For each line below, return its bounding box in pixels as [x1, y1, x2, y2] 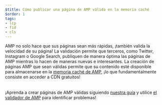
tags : [5, 16, 16, 21]
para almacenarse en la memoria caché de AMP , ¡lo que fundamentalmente [5, 69, 157, 74]
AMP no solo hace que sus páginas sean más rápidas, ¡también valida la [5, 43, 150, 49]
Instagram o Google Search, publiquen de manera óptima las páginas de [5, 53, 150, 59]
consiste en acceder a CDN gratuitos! [5, 74, 81, 80]
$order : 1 [5, 12, 25, 17]
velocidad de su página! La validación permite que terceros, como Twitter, [5, 48, 154, 54]
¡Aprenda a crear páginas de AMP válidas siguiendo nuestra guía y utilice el [5, 89, 157, 95]
